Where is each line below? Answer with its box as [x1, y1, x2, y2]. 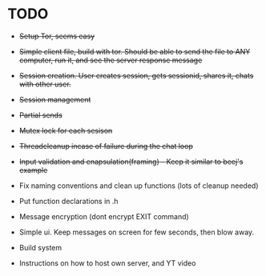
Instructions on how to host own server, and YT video [18, 258, 196, 268]
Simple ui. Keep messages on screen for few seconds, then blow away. [18, 227, 255, 237]
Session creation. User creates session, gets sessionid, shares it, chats [18, 70, 254, 80]
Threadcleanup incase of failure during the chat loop [18, 141, 193, 150]
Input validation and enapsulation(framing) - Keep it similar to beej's [18, 157, 244, 166]
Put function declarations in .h [18, 196, 119, 206]
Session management [18, 94, 91, 104]
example [18, 165, 48, 174]
